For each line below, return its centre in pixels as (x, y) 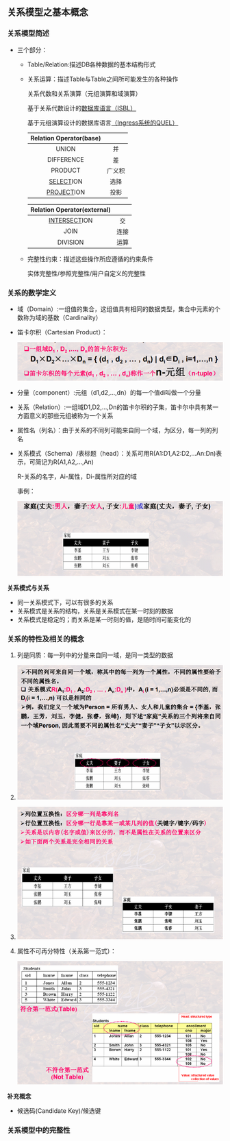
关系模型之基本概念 (48, 12)
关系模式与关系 (28, 588)
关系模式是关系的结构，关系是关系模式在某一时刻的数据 (95, 611)
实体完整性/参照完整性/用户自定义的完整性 (86, 273)
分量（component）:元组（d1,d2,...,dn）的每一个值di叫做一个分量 (109, 393)
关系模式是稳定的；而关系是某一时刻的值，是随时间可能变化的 (104, 619)
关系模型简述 (28, 34)
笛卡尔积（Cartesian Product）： (62, 332)
